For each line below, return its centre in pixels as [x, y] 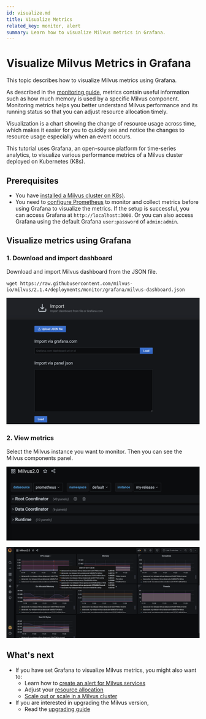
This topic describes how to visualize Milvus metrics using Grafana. [92, 80]
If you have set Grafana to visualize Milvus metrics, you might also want [106, 670]
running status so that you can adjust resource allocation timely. [87, 112]
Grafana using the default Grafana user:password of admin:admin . [97, 221]
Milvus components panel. [40, 458]
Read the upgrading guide [57, 709]
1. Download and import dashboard [59, 258]
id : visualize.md [29, 13]
